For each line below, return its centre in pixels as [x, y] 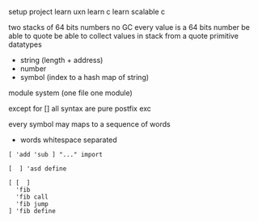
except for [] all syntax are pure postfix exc [80, 109]
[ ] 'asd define [38, 169]
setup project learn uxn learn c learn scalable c [87, 12]
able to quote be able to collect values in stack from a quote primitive [123, 36]
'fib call [32, 197]
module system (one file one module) [71, 93]
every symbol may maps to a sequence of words [90, 124]
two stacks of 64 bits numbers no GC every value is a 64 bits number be [129, 27]
